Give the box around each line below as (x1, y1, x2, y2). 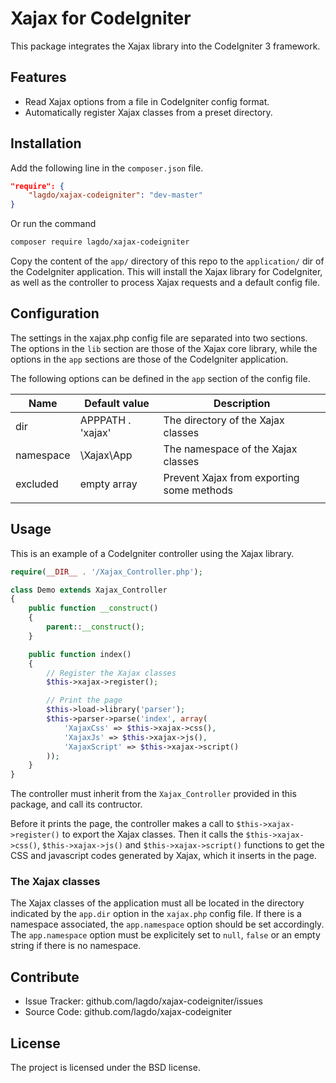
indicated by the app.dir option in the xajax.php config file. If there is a (10, 908, 302, 920)
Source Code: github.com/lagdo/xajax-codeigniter (24, 1006, 233, 1018)
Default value (84, 396, 150, 410)
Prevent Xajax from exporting (163, 470, 300, 484)
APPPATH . (79, 413, 132, 427)
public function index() (28, 649, 132, 659)
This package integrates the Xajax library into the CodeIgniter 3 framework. (10, 40, 321, 52)
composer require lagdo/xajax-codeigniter (10, 237, 190, 247)
